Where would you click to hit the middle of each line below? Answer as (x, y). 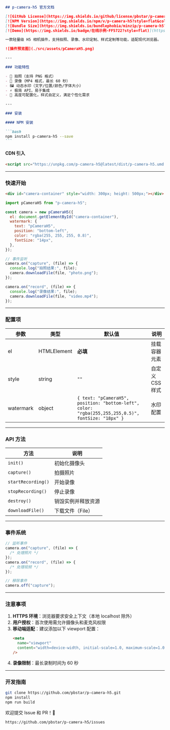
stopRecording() (27, 491)
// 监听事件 (16, 544)
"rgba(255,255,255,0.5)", (108, 413)
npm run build (20, 702)
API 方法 (15, 439)
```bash (13, 132)
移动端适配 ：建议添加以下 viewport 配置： (56, 629)
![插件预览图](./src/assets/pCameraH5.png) (50, 49)
